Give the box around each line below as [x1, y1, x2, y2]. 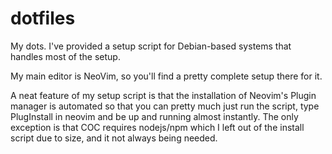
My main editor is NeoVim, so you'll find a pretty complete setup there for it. [10, 70, 323, 82]
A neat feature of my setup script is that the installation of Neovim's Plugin [10, 89, 317, 101]
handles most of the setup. [10, 50, 121, 62]
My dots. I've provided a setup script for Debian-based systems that [10, 40, 292, 52]
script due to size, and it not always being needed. [10, 132, 218, 144]
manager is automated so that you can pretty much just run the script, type [10, 100, 320, 112]
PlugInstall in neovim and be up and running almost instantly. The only [10, 110, 299, 122]
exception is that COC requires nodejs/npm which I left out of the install [10, 121, 305, 133]
